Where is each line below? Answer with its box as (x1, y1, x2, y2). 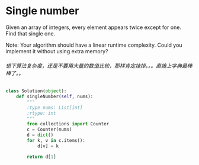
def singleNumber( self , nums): (16, 93, 94, 100)
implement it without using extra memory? (5, 47, 108, 54)
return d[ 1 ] (27, 154, 57, 160)
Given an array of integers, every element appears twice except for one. (5, 24, 182, 31)
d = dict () (27, 132, 54, 138)
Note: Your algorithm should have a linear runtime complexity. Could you (5, 41, 182, 48)
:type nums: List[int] (27, 105, 83, 111)
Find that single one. (5, 30, 56, 37)
